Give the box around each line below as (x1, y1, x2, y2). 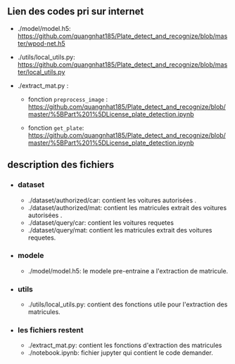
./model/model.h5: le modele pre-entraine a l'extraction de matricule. (27, 266, 229, 275)
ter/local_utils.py (17, 67, 65, 76)
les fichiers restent (17, 325, 84, 335)
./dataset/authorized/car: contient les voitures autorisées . (27, 196, 197, 204)
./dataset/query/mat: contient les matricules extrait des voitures (27, 226, 212, 234)
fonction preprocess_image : (27, 95, 108, 103)
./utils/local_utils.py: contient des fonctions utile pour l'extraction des (27, 300, 228, 308)
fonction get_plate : (27, 123, 84, 132)
